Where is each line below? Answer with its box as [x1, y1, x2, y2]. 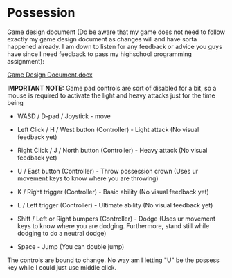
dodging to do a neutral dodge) [17, 229, 107, 237]
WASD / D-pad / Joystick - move [17, 112, 111, 120]
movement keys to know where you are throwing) [17, 174, 159, 183]
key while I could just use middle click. [7, 263, 117, 271]
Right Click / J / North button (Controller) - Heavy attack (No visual [17, 146, 208, 154]
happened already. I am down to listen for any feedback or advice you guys [7, 42, 223, 50]
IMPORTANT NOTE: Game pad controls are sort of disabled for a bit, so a [7, 84, 217, 92]
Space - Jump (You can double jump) [17, 242, 125, 250]
